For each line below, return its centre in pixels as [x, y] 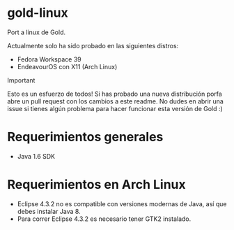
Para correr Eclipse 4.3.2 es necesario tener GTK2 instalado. [104, 219]
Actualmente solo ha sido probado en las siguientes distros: [93, 45]
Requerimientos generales [85, 137]
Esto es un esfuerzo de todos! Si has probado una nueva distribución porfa [115, 94]
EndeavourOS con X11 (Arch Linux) [67, 66]
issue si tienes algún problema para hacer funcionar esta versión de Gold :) [115, 108]
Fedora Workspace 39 [49, 59]
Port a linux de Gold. [37, 32]
